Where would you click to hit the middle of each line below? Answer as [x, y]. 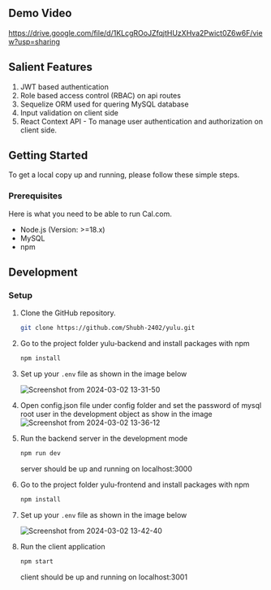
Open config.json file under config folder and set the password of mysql [141, 406]
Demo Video [40, 13]
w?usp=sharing [34, 41]
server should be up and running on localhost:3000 [106, 469]
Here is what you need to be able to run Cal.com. [90, 214]
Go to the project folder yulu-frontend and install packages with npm [135, 485]
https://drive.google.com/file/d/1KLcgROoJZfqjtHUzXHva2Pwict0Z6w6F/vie [135, 33]
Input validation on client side [69, 112]
